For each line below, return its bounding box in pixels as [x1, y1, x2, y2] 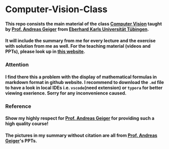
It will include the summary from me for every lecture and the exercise [5, 38, 156, 44]
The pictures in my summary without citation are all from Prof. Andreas [5, 132, 158, 138]
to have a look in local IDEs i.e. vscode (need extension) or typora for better [5, 84, 163, 91]
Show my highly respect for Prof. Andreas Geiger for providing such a [5, 115, 155, 122]
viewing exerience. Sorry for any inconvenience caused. [5, 90, 126, 96]
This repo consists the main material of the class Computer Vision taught [5, 20, 162, 26]
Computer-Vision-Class [5, 4, 108, 15]
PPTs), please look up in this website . [5, 48, 86, 54]
